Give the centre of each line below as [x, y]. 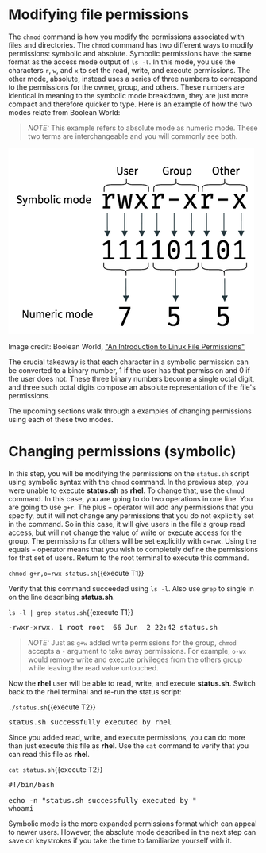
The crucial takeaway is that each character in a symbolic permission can [128, 362]
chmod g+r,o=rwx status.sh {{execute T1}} [76, 573]
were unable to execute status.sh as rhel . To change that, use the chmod [126, 490]
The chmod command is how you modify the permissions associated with [126, 37]
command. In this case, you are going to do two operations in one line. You [130, 498]
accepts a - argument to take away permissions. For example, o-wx [137, 651]
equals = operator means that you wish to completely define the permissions [133, 549]
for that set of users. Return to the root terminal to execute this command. [129, 558]
